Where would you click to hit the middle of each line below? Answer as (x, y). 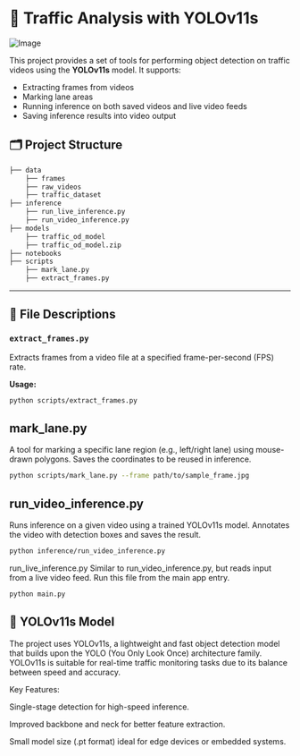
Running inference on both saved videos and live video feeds (134, 106)
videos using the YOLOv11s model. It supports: (95, 70)
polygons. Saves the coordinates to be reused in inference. (143, 459)
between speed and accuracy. (65, 672)
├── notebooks (36, 253)
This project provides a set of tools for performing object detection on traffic (150, 60)
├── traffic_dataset (63, 195)
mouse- (270, 450)
